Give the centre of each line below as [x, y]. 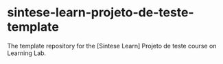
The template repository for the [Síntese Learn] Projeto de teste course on [112, 46]
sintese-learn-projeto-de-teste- [101, 13]
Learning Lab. [27, 53]
